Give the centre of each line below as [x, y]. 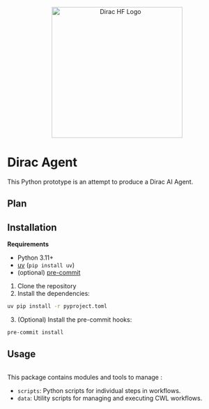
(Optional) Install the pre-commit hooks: [75, 320]
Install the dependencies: [54, 294]
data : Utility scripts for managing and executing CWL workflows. [110, 398]
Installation [32, 227]
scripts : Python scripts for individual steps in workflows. [99, 390]
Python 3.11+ [36, 258]
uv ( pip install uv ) [46, 265]
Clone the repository [47, 286]
